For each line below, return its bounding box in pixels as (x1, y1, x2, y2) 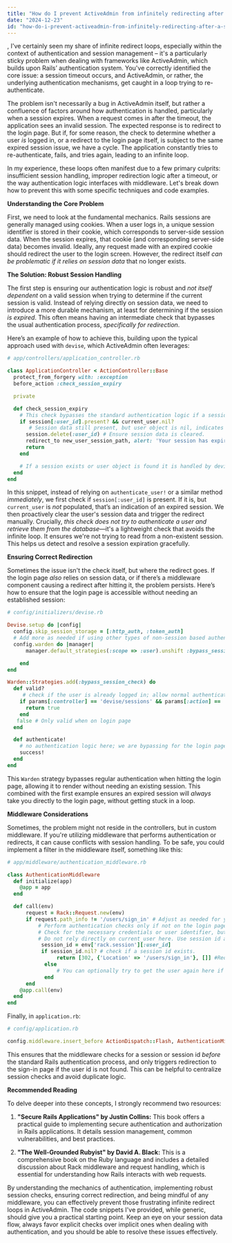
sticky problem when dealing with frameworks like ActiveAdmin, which (7, 57, 209, 65)
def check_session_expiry (13, 405, 88, 412)
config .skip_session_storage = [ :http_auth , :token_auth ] (13, 628, 184, 635)
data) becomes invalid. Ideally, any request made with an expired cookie (7, 243, 213, 251)
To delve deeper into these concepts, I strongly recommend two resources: (7, 1099, 222, 1107)
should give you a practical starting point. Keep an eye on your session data (7, 1213, 223, 1221)
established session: (7, 596, 66, 604)
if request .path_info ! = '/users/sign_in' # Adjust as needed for (25, 916, 221, 923)
